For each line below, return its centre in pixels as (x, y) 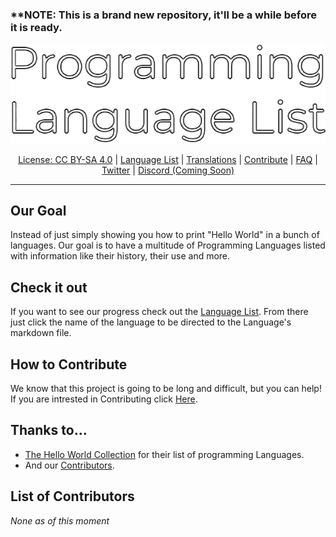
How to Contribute (69, 364)
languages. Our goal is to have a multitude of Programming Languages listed (168, 245)
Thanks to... (49, 430)
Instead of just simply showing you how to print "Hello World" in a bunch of (165, 235)
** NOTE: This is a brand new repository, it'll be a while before (163, 15)
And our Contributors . (69, 465)
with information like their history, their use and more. (120, 256)
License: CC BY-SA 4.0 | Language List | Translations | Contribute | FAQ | (168, 159)
